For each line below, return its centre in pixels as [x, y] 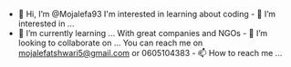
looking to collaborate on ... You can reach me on [110, 43]
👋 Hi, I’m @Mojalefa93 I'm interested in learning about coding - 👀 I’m [147, 14]
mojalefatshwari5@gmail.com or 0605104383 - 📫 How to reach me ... [150, 53]
